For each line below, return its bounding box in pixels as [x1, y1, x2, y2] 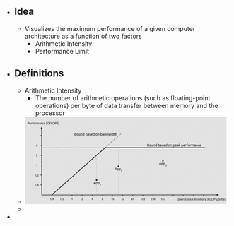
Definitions [13, 67, 64, 80]
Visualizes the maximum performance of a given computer [24, 24, 196, 32]
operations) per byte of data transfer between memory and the [35, 101, 218, 109]
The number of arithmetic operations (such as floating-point [35, 93, 211, 102]
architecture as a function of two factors [24, 32, 143, 40]
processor [35, 109, 65, 117]
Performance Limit [35, 47, 90, 55]
